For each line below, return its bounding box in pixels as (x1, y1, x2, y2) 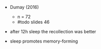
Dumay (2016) (9, 4, 39, 10)
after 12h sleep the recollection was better (9, 29, 97, 34)
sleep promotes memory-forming (9, 38, 78, 44)
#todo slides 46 (17, 19, 50, 25)
